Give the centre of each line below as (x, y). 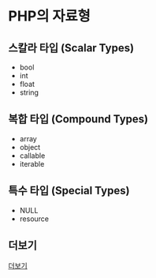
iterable (32, 163)
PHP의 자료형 (49, 16)
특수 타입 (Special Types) (69, 191)
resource (34, 219)
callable (32, 156)
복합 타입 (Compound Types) (78, 119)
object (30, 147)
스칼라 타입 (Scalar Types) (71, 48)
